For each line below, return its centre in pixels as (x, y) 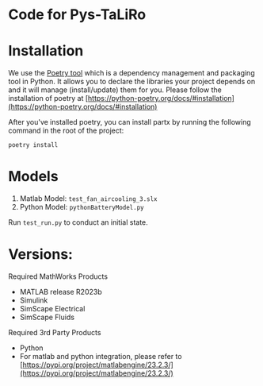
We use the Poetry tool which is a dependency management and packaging (131, 73)
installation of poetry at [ (48, 98)
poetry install (33, 145)
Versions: (41, 255)
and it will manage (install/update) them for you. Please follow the (115, 90)
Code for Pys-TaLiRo (77, 15)
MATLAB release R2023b (61, 292)
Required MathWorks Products (58, 276)
